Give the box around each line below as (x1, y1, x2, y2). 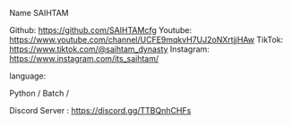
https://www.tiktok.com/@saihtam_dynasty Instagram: (9, 44, 210, 54)
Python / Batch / (9, 88, 70, 98)
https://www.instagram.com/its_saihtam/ (9, 54, 159, 63)
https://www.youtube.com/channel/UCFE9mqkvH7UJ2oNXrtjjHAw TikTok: (9, 35, 284, 45)
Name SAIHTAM (9, 8, 69, 18)
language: (9, 71, 47, 81)
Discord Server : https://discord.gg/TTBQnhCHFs (9, 105, 192, 115)
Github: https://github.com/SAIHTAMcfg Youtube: (9, 25, 193, 35)
